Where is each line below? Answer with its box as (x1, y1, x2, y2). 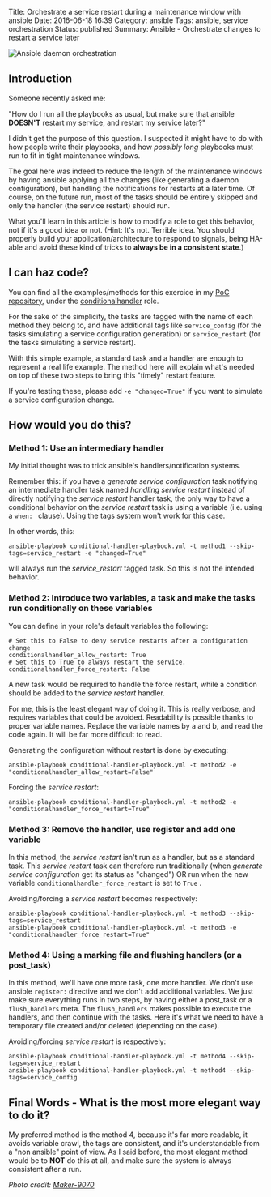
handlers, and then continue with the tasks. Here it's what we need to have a (8, 1012, 264, 1022)
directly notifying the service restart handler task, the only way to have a (8, 494, 250, 503)
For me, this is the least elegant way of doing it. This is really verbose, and (8, 703, 256, 713)
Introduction (8, 72, 73, 86)
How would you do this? (8, 418, 132, 432)
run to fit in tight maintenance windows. (8, 150, 141, 160)
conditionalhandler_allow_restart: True (8, 651, 147, 659)
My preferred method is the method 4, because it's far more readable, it (8, 1130, 248, 1139)
